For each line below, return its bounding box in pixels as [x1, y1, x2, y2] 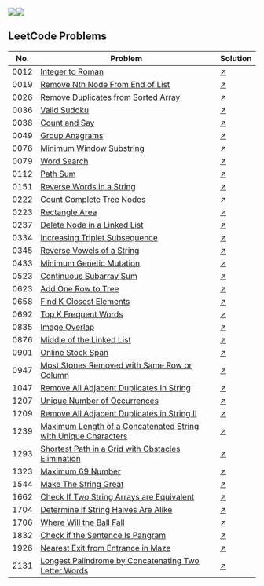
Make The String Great [40, 478, 124, 489]
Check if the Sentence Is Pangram [40, 529, 167, 540]
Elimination [40, 452, 81, 463]
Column [40, 369, 69, 380]
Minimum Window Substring [40, 142, 145, 153]
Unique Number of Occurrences [40, 395, 159, 406]
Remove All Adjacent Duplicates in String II [40, 408, 198, 419]
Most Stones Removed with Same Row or [40, 360, 192, 371]
